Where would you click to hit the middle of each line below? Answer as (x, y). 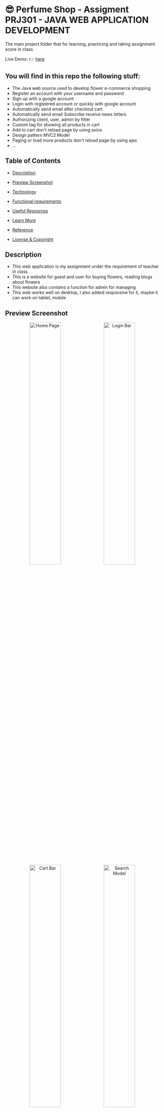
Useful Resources (30, 211)
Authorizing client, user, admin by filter (51, 119)
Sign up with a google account (43, 98)
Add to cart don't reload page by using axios (57, 130)
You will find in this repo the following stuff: (73, 76)
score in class (19, 49)
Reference (23, 230)
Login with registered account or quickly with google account (74, 104)
